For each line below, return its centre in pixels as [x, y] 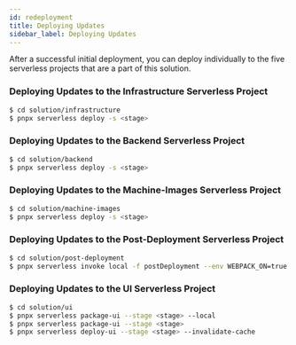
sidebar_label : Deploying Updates [73, 34]
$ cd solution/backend [51, 159]
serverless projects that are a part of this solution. [100, 68]
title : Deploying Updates [57, 26]
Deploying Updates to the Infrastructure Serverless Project [139, 91]
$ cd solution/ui [41, 307]
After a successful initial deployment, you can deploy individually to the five [147, 59]
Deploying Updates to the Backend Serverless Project [127, 141]
